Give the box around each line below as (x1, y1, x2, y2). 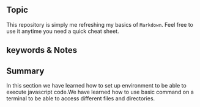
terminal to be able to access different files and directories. (6, 95, 155, 102)
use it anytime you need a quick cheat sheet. (6, 27, 119, 35)
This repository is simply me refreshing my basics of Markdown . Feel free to (6, 21, 194, 28)
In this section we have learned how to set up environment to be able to (6, 82, 187, 89)
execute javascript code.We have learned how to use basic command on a (6, 88, 194, 96)
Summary (6, 66, 45, 76)
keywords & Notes (6, 45, 78, 55)
